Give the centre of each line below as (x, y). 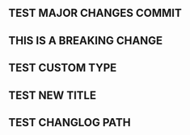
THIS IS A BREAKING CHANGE (86, 41)
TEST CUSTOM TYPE (63, 68)
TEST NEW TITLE (53, 95)
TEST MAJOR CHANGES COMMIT (95, 13)
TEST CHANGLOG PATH (70, 123)
